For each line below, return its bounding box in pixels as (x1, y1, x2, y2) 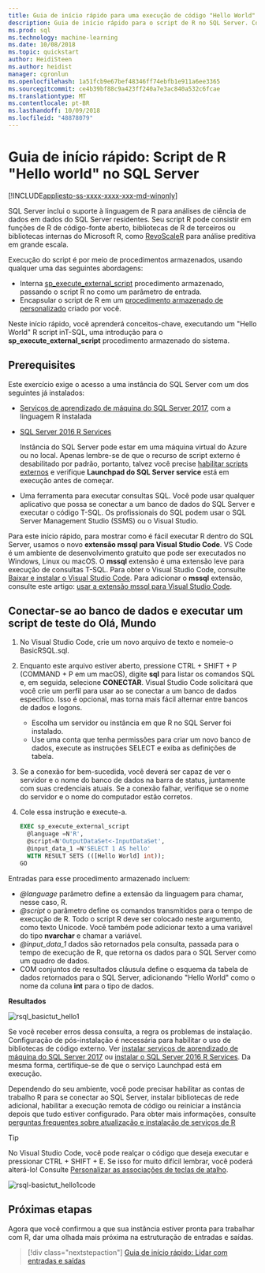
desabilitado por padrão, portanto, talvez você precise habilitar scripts (19, 459, 248, 468)
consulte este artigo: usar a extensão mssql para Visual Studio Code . (8, 581, 233, 591)
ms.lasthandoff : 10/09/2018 (8, 107, 101, 115)
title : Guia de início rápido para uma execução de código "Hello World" (8, 11, 256, 20)
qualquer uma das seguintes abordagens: (8, 263, 144, 273)
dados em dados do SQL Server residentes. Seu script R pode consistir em (8, 214, 252, 224)
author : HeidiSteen (8, 56, 73, 64)
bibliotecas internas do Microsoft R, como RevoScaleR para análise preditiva (8, 231, 256, 240)
